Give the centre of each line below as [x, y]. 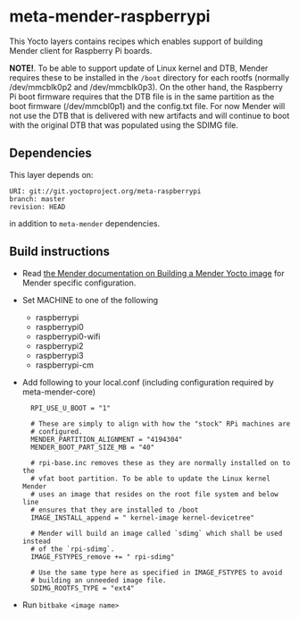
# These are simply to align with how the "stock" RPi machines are [161, 424]
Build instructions [59, 252]
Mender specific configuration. [79, 283]
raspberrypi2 [59, 345]
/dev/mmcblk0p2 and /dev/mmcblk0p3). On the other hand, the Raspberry [146, 87]
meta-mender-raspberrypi [110, 17]
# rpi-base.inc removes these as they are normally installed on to [161, 462]
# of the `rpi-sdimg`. [73, 549]
